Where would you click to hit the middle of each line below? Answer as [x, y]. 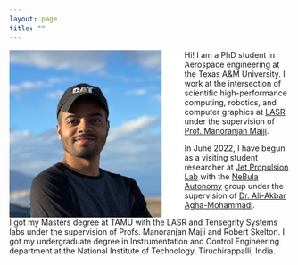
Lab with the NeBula [221, 176]
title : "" [28, 28]
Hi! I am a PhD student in [230, 54]
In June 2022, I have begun [235, 148]
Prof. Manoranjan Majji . [227, 130]
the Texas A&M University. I [235, 74]
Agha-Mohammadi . [220, 204]
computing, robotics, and [230, 102]
